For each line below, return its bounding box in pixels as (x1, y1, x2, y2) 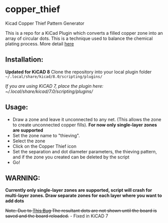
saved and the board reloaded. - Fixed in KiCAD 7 (5, 213, 108, 219)
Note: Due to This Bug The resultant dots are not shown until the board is (5, 208, 157, 214)
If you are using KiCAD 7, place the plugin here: (5, 83, 103, 89)
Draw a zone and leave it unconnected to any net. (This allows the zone (12, 116, 161, 122)
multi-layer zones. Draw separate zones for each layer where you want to (5, 193, 162, 199)
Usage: (5, 103, 29, 111)
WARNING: (5, 174, 40, 182)
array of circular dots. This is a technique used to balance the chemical (5, 35, 153, 41)
